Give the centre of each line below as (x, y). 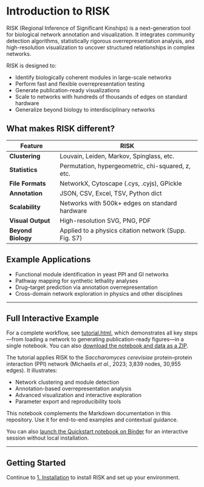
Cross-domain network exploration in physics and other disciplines (99, 293)
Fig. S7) (71, 238)
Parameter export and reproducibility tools (68, 401)
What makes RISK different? (61, 129)
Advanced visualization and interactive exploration (78, 395)
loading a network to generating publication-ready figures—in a (104, 339)
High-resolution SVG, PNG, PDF (105, 220)
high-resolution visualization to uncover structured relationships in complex (101, 47)
